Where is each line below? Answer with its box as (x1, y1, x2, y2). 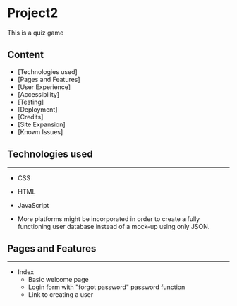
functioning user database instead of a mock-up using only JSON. (17, 222, 210, 230)
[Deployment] (17, 105, 58, 114)
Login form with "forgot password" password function (28, 283, 186, 291)
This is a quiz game (7, 28, 64, 37)
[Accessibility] (17, 90, 60, 98)
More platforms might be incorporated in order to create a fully (17, 214, 200, 223)
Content (7, 49, 44, 61)
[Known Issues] (17, 127, 63, 136)
